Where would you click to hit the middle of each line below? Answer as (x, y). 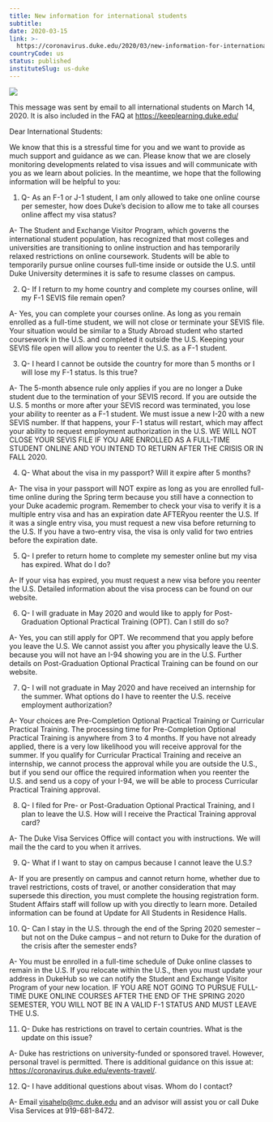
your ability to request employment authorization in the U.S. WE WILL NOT (133, 431)
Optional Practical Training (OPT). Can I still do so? (145, 621)
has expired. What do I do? (66, 564)
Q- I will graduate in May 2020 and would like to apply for (117, 613)
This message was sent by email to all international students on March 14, (132, 107)
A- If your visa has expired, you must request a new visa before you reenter (135, 580)
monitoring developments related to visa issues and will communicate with (133, 164)
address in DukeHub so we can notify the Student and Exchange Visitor (128, 978)
